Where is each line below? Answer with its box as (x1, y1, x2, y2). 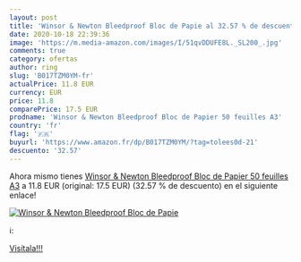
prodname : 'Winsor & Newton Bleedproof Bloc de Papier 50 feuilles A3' (9, 113, 282, 122)
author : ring (9, 63, 58, 72)
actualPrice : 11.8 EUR (9, 80, 94, 89)
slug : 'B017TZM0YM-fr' (9, 72, 94, 80)
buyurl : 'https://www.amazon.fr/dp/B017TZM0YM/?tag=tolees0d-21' (9, 138, 258, 147)
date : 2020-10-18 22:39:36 (9, 30, 110, 38)
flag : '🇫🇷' (9, 130, 54, 139)
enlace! (9, 190, 37, 200)
